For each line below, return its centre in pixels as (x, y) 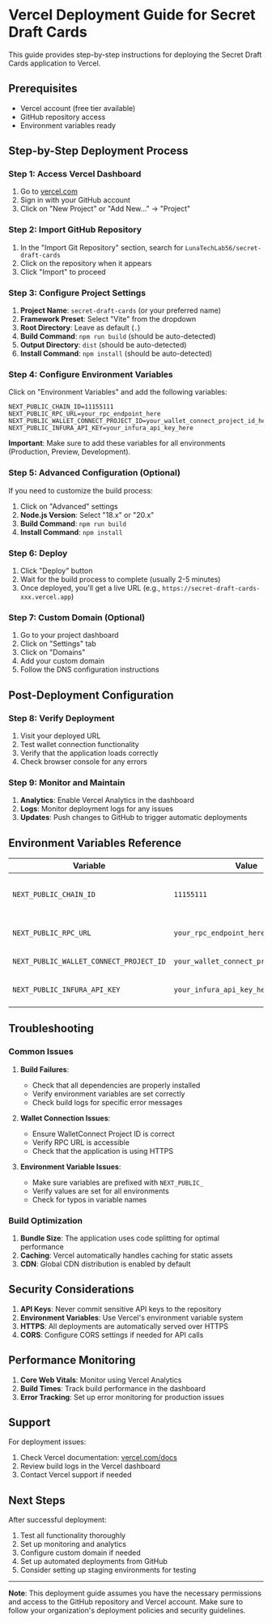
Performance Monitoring (72, 1360)
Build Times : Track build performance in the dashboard (113, 1388)
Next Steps (37, 1500)
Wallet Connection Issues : (65, 1118)
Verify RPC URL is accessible (81, 1142)
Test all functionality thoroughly (73, 1535)
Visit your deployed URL (60, 736)
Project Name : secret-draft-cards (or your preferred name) (120, 310)
